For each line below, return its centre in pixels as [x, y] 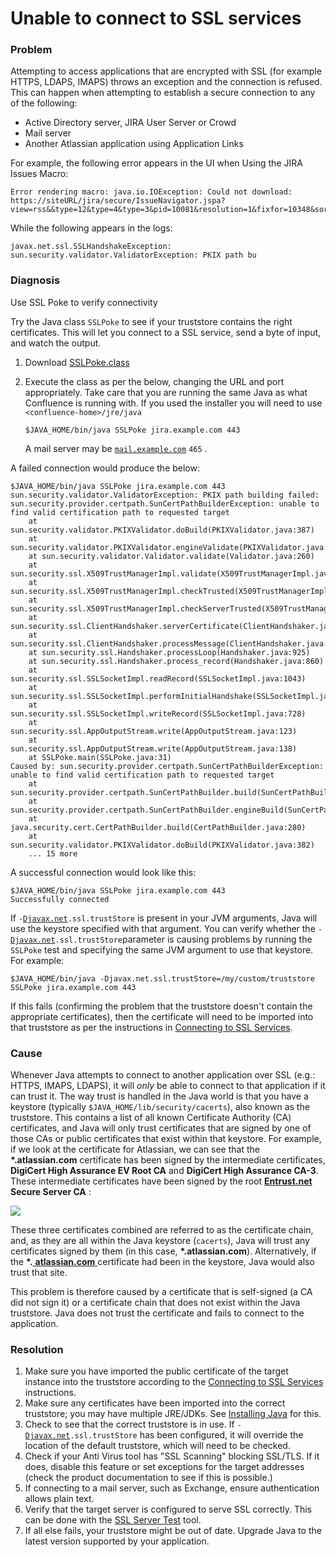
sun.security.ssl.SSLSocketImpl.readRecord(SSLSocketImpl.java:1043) [158, 678]
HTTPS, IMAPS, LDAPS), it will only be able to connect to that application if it [168, 1086]
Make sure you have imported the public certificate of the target [156, 1371]
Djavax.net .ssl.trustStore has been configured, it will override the [164, 1435]
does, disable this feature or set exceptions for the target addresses [164, 1467]
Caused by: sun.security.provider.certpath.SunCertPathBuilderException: [167, 766]
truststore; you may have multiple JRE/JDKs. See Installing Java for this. [173, 1414]
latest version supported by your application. [117, 1541]
